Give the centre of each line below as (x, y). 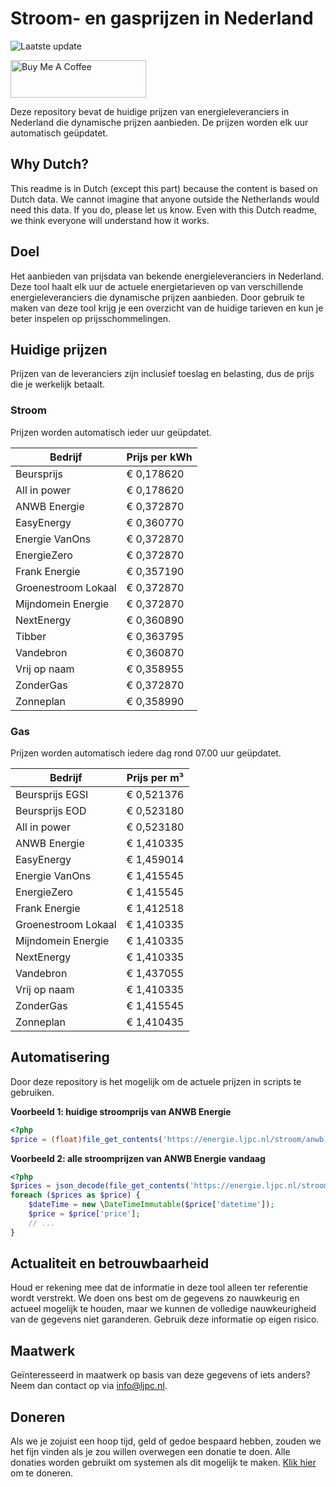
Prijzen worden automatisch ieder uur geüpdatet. (111, 432)
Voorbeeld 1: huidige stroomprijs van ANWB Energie (121, 1111)
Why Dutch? (50, 164)
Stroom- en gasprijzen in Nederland (162, 18)
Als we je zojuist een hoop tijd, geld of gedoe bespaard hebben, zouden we (166, 1441)
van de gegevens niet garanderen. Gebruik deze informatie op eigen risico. (165, 1319)
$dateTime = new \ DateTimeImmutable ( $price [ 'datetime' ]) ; (151, 1205)
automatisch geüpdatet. (59, 133)
